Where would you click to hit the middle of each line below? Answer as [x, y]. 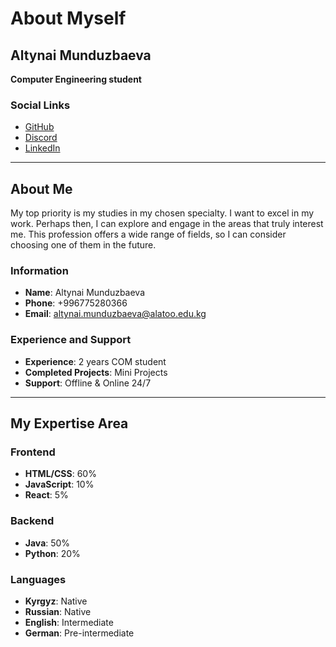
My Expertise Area [69, 423]
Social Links [40, 105]
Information [39, 271]
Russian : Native [58, 611]
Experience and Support [71, 340]
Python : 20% [52, 553]
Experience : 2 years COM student [95, 361]
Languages [38, 579]
